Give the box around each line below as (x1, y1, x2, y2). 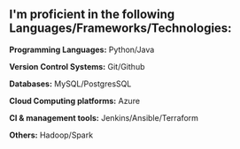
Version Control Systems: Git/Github (9, 61, 145, 71)
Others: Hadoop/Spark (9, 130, 94, 140)
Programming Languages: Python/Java (9, 44, 155, 55)
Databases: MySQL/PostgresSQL (9, 78, 132, 89)
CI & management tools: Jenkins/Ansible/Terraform (9, 112, 199, 123)
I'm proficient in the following (9, 7, 175, 22)
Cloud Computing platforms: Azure (9, 95, 140, 106)
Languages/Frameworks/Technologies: (9, 21, 232, 36)
